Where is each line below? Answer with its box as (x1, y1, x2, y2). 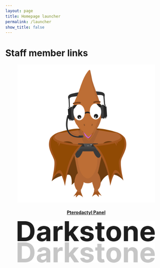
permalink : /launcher (5, 19, 52, 24)
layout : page (5, 8, 33, 13)
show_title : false (5, 25, 45, 30)
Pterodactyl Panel (66, 209, 106, 216)
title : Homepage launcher (5, 13, 61, 19)
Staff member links (5, 47, 88, 59)
